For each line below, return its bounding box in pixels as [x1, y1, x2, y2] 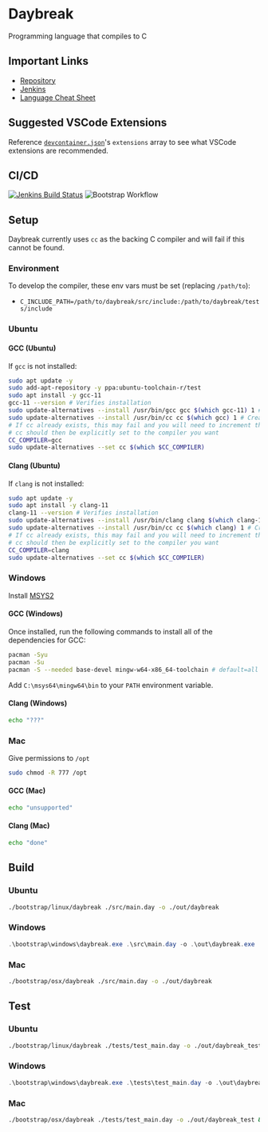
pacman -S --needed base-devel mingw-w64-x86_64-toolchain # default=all [8, 666, 259, 674]
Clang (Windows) [8, 698, 68, 708]
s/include [19, 305, 53, 313]
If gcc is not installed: [8, 361, 77, 370]
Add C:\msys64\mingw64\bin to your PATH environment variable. [8, 680, 214, 690]
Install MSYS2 [8, 590, 54, 600]
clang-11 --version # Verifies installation [8, 509, 159, 517]
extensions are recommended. [8, 146, 109, 155]
